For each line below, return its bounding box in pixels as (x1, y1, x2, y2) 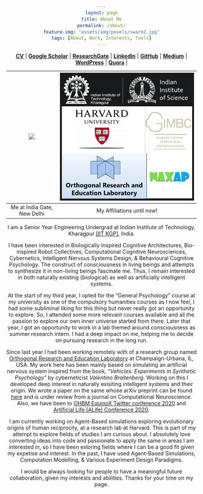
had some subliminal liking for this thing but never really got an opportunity (8, 305, 195, 312)
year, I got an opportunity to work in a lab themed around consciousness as (7, 323, 196, 331)
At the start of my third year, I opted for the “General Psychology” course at (8, 291, 195, 299)
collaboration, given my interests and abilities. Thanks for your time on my (9, 474, 194, 481)
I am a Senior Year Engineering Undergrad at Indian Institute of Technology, (7, 223, 196, 230)
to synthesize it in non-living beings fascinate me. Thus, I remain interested (8, 267, 195, 274)
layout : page (85, 10, 118, 16)
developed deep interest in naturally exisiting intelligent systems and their (10, 380, 193, 387)
